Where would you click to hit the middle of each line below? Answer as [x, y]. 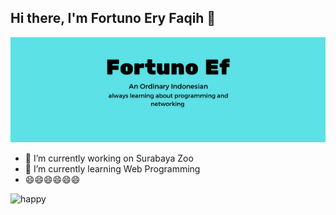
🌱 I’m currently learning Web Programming [112, 168]
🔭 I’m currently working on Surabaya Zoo [109, 158]
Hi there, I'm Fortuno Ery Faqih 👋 [113, 18]
